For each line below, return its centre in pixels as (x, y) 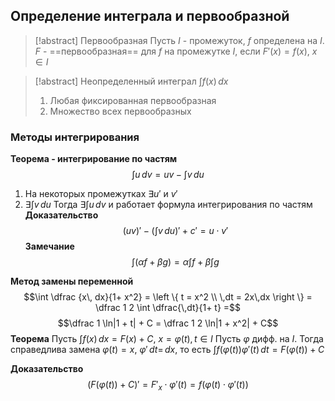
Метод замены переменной (72, 281)
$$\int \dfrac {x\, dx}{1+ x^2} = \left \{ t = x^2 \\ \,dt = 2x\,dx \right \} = (168, 297)
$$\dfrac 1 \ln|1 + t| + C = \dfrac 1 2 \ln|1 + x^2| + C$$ (168, 323)
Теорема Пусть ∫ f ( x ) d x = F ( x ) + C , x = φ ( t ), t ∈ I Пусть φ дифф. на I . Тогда (167, 339)
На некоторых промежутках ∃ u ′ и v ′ (101, 194)
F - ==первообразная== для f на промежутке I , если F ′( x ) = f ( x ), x (176, 51)
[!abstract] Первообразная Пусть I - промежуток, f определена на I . (179, 40)
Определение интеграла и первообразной (150, 16)
